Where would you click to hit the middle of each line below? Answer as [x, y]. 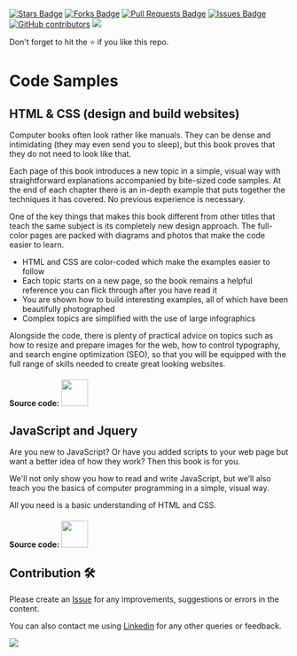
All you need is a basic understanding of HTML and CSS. [113, 505]
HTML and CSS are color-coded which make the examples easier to [146, 262]
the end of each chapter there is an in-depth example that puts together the [147, 190]
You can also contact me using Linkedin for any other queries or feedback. [145, 626]
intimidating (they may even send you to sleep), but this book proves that [142, 144]
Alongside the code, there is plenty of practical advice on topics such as [141, 336]
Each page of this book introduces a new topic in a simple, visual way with [145, 171]
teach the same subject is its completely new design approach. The [133, 226]
